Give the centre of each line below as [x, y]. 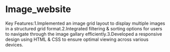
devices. [14, 44]
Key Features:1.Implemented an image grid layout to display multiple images [85, 23]
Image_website [38, 9]
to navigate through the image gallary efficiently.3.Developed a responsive [84, 34]
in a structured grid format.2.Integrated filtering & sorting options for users [84, 28]
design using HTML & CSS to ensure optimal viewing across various [77, 39]
